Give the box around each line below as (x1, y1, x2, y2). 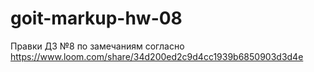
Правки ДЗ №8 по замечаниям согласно (10, 40, 185, 52)
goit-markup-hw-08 (10, 7, 183, 30)
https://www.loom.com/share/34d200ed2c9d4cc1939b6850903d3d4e (10, 50, 304, 62)
